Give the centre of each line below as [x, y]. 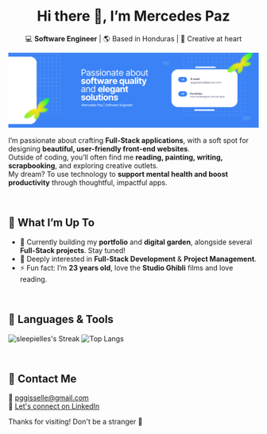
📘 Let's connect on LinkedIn [54, 406]
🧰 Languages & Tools [61, 319]
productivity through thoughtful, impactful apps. [88, 182]
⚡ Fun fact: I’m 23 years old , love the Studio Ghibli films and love [126, 267]
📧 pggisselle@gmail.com [48, 398]
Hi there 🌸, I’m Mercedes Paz [133, 16]
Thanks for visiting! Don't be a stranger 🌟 [75, 422]
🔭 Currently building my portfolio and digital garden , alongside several [136, 242]
